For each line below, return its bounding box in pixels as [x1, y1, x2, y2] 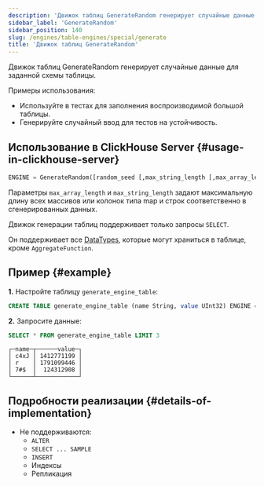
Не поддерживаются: [19, 427, 92, 437]
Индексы [31, 461, 62, 470]
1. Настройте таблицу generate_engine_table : [8, 287, 159, 296]
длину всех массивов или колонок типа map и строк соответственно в [8, 195, 247, 205]
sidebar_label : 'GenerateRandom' [8, 19, 118, 27]
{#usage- [196, 141, 244, 154]
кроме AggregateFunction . [8, 243, 94, 252]
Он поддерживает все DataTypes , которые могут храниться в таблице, [8, 235, 247, 244]
